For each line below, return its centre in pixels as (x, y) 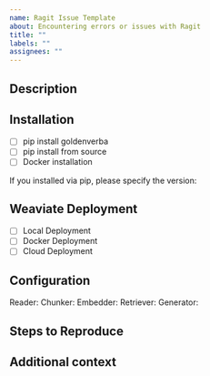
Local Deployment (56, 231)
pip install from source (65, 152)
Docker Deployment (60, 241)
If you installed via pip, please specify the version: (103, 180)
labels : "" (30, 43)
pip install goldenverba (65, 141)
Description (43, 89)
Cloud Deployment (58, 251)
